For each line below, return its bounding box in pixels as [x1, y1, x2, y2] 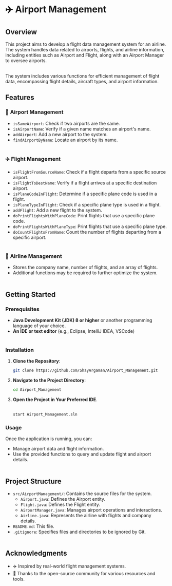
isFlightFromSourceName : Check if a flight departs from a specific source [12, 168, 166, 175]
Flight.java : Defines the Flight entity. [20, 501, 100, 507]
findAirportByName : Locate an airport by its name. [12, 137, 118, 143]
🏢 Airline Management [5, 252, 63, 259]
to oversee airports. [5, 58, 47, 64]
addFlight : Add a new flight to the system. [12, 207, 102, 213]
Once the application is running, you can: [5, 436, 92, 442]
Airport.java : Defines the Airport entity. [20, 496, 106, 502]
